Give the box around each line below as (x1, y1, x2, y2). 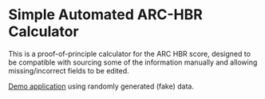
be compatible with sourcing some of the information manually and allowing (8, 57, 258, 67)
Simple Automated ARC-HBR (8, 6, 204, 24)
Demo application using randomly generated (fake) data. (8, 81, 194, 91)
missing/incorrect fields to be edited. (8, 65, 129, 75)
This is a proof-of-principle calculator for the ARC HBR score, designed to (8, 49, 251, 58)
